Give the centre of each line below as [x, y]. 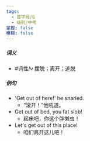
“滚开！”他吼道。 [44, 105]
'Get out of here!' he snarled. [49, 98]
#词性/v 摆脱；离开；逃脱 [45, 68]
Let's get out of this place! [46, 125]
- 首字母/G [23, 17]
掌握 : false [20, 28]
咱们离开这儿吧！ [44, 132]
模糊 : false [20, 33]
